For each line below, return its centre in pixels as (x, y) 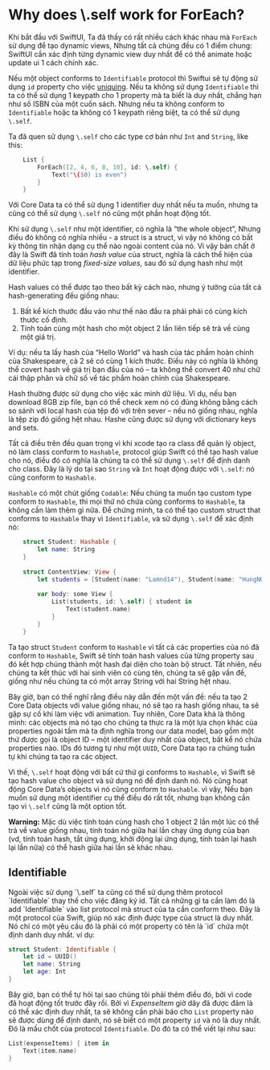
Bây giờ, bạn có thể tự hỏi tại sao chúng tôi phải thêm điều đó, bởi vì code (130, 994)
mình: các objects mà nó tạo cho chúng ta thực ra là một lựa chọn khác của (133, 722)
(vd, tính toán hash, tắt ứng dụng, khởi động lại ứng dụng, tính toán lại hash (133, 839)
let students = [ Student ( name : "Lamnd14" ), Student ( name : (136, 579)
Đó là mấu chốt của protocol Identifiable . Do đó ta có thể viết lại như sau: (132, 1028)
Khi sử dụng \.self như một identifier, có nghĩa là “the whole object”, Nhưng (135, 229)
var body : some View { (75, 594)
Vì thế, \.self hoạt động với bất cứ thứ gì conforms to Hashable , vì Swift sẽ (132, 772)
